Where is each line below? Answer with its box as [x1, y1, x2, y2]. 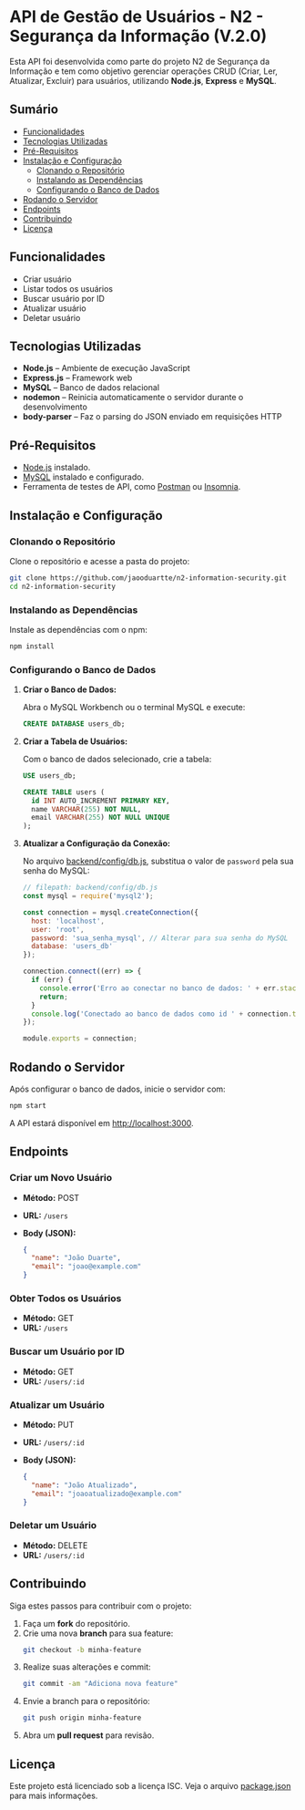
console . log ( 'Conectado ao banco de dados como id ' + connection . [31, 1009, 293, 1019]
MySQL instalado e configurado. [22, 471, 144, 482]
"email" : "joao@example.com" [31, 1262, 142, 1271]
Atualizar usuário [22, 303, 86, 314]
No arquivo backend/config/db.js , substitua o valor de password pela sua [22, 855, 294, 867]
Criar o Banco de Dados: [22, 684, 117, 695]
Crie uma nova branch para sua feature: [22, 1628, 174, 1639]
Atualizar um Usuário [9, 1398, 105, 1411]
